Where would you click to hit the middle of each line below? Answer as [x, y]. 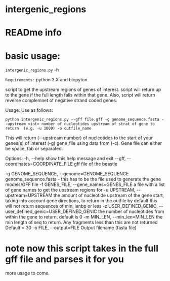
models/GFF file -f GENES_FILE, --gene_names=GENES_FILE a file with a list [85, 184]
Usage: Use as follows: [29, 110]
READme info [34, 33]
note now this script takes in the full [82, 248]
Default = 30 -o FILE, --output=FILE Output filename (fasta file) [71, 228]
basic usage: [33, 56]
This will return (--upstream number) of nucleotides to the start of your [79, 138]
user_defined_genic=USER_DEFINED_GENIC [51, 211]
